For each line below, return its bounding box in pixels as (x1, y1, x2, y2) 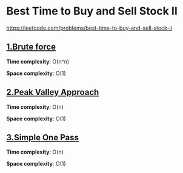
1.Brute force (6, 42, 56, 52)
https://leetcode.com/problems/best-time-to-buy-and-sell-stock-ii (6, 24, 173, 31)
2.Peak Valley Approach (6, 87, 99, 97)
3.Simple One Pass (6, 132, 79, 143)
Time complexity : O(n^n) (6, 57, 70, 65)
